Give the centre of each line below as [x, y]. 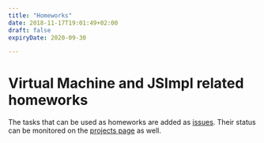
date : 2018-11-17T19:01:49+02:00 [63, 23]
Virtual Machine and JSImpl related [126, 83]
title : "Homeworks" [40, 15]
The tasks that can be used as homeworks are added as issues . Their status [132, 122]
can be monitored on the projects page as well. [85, 130]
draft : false [30, 30]
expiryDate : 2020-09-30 [47, 38]
